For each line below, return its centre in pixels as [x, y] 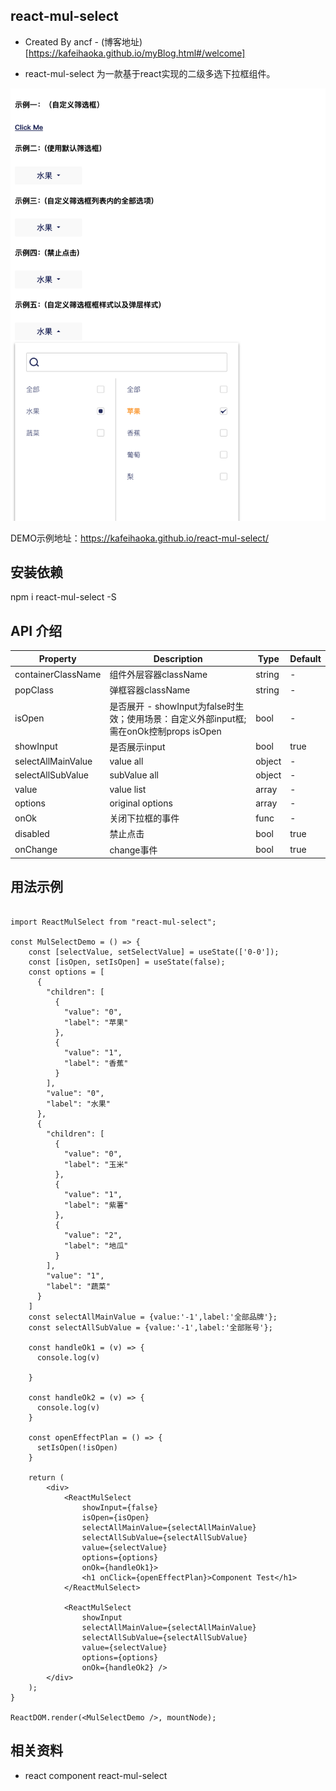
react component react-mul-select [96, 1775]
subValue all [134, 775]
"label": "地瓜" [96, 1245]
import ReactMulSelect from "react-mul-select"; [113, 922]
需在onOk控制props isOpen [165, 731]
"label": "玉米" [96, 1164]
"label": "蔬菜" [78, 1286]
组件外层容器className [158, 674]
